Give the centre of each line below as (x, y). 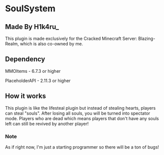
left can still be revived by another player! (47, 124)
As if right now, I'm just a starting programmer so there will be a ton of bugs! (82, 147)
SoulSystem (30, 9)
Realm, (12, 44)
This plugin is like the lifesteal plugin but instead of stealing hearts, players (81, 108)
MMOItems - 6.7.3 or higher (33, 71)
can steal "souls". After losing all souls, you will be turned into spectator (78, 113)
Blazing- (147, 38)
